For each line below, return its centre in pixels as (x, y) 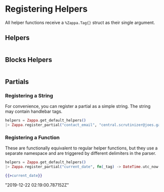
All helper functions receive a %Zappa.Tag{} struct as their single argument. (80, 22)
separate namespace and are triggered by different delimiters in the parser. (81, 153)
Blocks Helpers (29, 60)
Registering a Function (32, 137)
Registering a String (29, 95)
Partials (17, 82)
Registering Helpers (46, 9)
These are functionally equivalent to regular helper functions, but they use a (81, 148)
